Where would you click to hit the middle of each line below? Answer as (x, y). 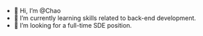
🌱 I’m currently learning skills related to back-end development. (105, 18)
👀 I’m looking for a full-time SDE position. (73, 25)
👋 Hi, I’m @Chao (37, 11)
